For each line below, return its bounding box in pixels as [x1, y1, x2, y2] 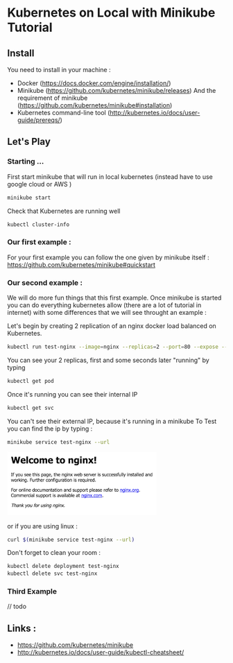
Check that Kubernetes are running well [7, 207, 121, 215]
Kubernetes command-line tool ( [17, 109, 110, 117]
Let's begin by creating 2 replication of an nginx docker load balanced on [7, 322, 216, 330]
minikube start [7, 194, 51, 201]
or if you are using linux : [7, 522, 78, 530]
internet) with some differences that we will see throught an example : [7, 309, 207, 317]
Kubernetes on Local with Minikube [7, 5, 216, 21]
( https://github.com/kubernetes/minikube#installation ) [17, 101, 173, 109]
